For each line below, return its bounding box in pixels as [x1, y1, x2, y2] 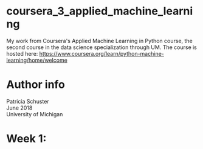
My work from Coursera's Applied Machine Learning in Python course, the [6, 37, 193, 44]
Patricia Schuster [6, 98, 50, 105]
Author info [6, 78, 66, 91]
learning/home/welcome [6, 56, 68, 64]
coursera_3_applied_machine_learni [6, 4, 193, 18]
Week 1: [6, 132, 47, 146]
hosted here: [6, 50, 38, 57]
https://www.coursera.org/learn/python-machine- [39, 50, 164, 57]
